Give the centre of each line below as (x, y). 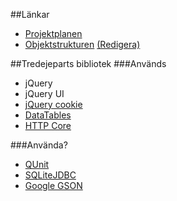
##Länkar (30, 14)
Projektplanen (53, 33)
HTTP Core (48, 125)
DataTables (48, 115)
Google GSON (53, 185)
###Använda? (39, 145)
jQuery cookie (53, 104)
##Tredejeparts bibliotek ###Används (88, 63)
